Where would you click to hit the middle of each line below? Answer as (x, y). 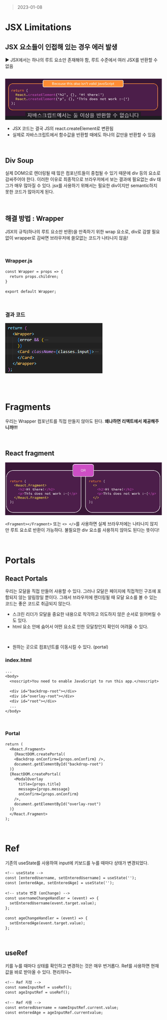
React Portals (27, 578)
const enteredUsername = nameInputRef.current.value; (62, 1008)
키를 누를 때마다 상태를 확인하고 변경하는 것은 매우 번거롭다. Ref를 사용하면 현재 (82, 966)
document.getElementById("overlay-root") (57, 804)
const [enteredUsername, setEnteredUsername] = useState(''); (71, 878)
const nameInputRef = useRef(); (39, 987)
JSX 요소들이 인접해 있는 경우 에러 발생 (61, 47)
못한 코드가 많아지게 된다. (30, 192)
